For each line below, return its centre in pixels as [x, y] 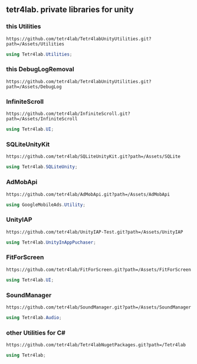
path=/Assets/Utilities [35, 44]
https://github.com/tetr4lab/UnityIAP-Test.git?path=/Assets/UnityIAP [95, 232]
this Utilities [24, 27]
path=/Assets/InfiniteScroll [42, 119]
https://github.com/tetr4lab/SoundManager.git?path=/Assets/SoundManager [99, 307]
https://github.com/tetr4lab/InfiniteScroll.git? [68, 114]
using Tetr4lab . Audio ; [34, 318]
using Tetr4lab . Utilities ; [39, 54]
